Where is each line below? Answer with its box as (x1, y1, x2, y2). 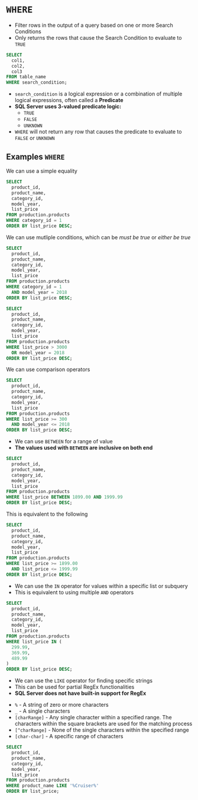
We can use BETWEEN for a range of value (14, 438, 113, 445)
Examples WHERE (6, 151, 65, 161)
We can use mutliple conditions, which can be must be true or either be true (6, 233, 191, 241)
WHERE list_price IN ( (6, 639, 62, 645)
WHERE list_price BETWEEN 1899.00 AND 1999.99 (6, 494, 123, 500)
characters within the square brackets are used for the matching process (14, 720, 193, 728)
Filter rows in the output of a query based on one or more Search (14, 21, 173, 28)
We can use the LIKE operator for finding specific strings (14, 677, 152, 684)
